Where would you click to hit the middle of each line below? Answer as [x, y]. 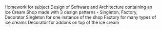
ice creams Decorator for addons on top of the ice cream [62, 22]
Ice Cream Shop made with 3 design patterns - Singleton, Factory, [71, 12]
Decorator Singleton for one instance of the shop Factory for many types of [80, 17]
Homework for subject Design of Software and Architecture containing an [78, 7]
